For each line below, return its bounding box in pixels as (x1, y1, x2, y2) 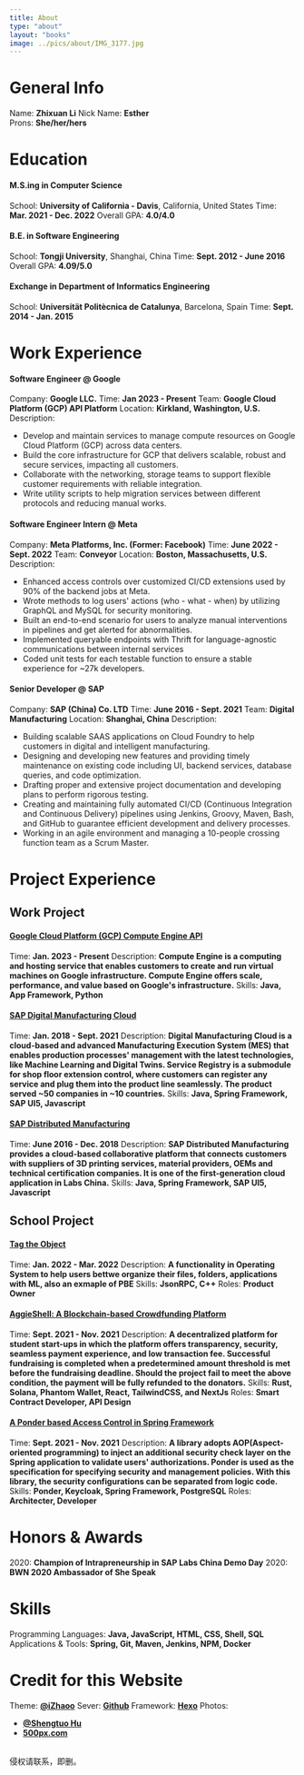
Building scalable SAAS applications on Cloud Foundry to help (22, 730, 255, 741)
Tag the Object (9, 1238, 66, 1249)
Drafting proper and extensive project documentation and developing (22, 778, 281, 790)
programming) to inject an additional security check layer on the (44, 1446, 291, 1458)
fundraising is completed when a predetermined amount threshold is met (9, 1357, 290, 1368)
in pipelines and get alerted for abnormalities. (22, 624, 192, 635)
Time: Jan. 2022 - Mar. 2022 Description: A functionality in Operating (9, 1259, 275, 1270)
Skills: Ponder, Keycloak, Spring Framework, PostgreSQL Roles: (9, 1485, 252, 1496)
